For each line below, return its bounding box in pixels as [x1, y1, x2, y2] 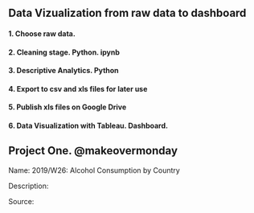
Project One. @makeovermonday [8, 144, 178, 158]
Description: [8, 181, 49, 190]
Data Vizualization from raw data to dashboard [8, 6, 247, 20]
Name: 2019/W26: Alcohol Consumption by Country [8, 165, 181, 175]
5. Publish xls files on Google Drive [8, 102, 127, 112]
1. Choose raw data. [8, 28, 76, 39]
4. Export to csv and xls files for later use [8, 84, 148, 93]
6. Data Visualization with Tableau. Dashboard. [8, 121, 169, 130]
